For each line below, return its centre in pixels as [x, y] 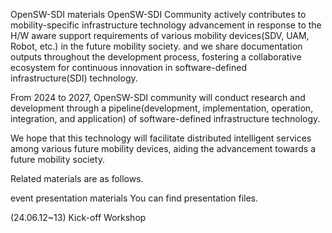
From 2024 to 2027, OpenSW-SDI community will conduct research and [158, 97]
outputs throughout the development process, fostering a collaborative [156, 57]
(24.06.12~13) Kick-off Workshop [78, 217]
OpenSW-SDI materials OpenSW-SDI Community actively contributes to [158, 14]
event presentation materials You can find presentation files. [134, 198]
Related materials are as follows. [77, 178]
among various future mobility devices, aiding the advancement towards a [163, 148]
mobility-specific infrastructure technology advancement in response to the [166, 25]
